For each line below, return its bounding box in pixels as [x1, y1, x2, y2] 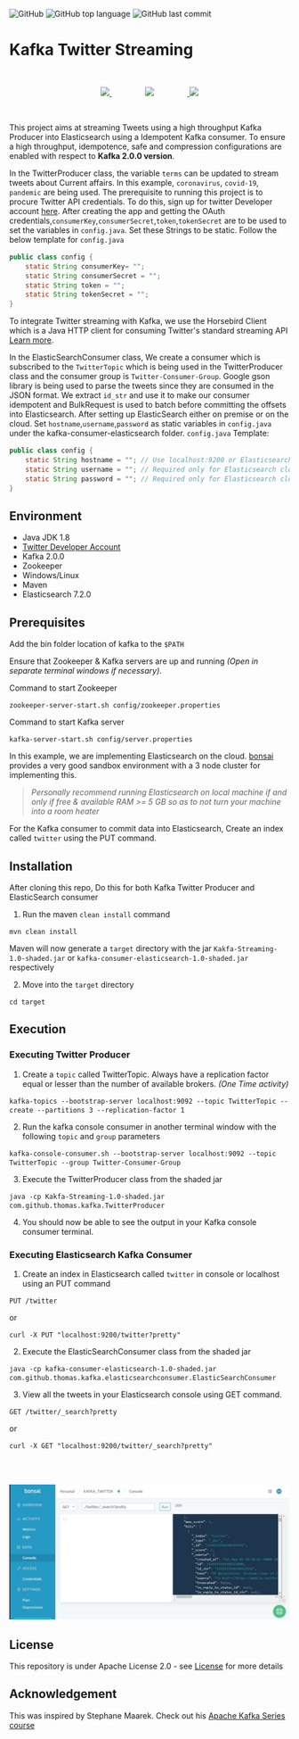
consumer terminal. [21, 1226, 94, 1237]
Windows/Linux [21, 570, 80, 581]
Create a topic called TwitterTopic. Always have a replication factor [21, 1069, 270, 1080]
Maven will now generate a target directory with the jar [9, 943, 212, 954]
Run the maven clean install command [21, 909, 171, 919]
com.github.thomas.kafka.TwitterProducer [9, 1201, 166, 1210]
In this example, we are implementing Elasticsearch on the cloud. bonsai [9, 750, 274, 762]
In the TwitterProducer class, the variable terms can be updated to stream [9, 168, 279, 178]
